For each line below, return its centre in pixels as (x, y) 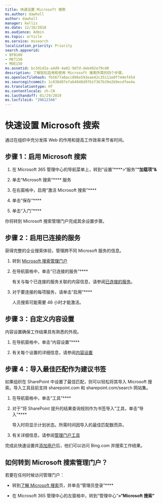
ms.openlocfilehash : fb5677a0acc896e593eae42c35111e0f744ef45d (70, 77)
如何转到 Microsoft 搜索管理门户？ (56, 462)
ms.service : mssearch (27, 41)
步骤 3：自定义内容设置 (40, 319)
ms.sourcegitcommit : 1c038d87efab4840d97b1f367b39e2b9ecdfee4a (70, 82)
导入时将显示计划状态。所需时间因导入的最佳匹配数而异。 (69, 425)
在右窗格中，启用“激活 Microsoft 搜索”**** (54, 190)
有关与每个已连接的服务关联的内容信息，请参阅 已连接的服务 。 (74, 281)
